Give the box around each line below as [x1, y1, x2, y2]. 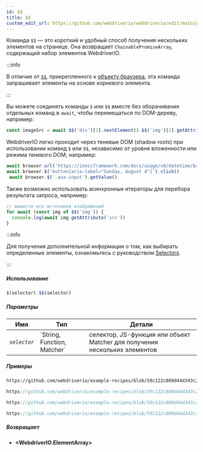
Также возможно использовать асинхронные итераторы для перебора [6, 185, 190, 192]
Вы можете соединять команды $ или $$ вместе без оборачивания [6, 103, 179, 110]
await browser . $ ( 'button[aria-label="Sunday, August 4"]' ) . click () [6, 169, 180, 175]
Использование [6, 275, 49, 282]
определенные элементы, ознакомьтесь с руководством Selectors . [6, 249, 181, 257]
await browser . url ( [6, 163, 56, 169]
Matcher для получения [89, 338, 158, 347]
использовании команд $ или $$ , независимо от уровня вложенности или [6, 145, 197, 152]
